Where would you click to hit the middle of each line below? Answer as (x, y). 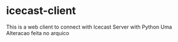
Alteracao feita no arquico (38, 33)
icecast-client (41, 11)
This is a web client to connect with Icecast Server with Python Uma (89, 27)
